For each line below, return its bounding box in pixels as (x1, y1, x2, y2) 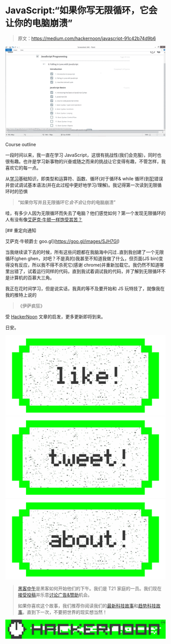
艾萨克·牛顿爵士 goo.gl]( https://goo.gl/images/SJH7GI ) (5, 238, 120, 244)
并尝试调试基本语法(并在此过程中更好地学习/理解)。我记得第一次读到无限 (5, 182, 158, 188)
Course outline (5, 141, 37, 147)
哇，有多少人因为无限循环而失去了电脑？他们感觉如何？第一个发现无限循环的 (5, 210, 166, 216)
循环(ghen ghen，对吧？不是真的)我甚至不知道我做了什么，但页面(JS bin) (5, 255, 159, 261)
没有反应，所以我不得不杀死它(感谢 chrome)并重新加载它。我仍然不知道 (9, 262, 160, 268)
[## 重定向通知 (5, 227, 37, 233)
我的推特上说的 (5, 292, 37, 298)
